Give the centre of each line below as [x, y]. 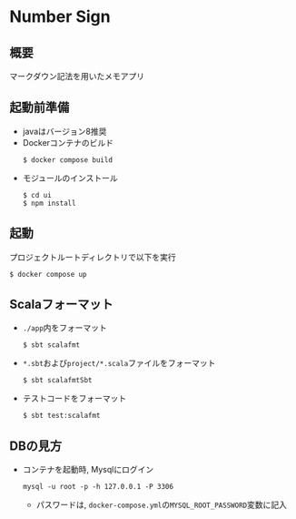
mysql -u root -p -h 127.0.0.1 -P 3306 [98, 487]
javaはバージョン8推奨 [64, 131]
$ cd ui [37, 195]
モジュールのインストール [70, 178]
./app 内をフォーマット [64, 328]
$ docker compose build [68, 160]
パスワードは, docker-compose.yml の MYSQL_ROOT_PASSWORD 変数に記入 [162, 505]
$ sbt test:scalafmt [61, 416]
